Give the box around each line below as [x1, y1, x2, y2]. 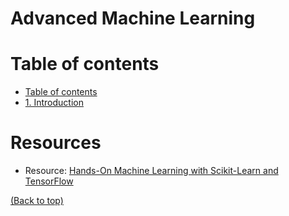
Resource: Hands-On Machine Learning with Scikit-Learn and [24, 165, 279, 177]
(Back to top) [10, 195, 64, 207]
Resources [10, 132, 102, 154]
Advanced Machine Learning [10, 7, 256, 30]
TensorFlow [24, 175, 74, 187]
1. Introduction [24, 97, 84, 109]
